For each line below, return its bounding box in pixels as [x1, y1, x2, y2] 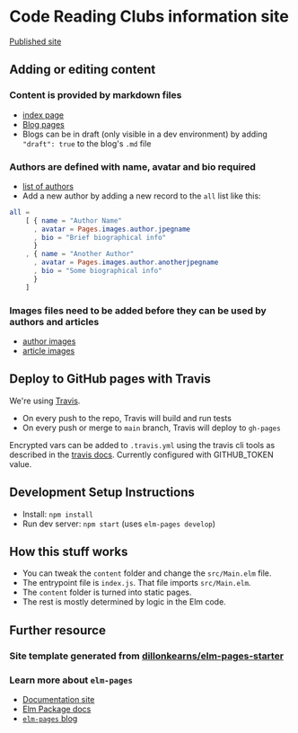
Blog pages [22, 119, 65, 129]
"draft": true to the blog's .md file [22, 137, 152, 149]
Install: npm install [22, 508, 94, 519]
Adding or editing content [9, 62, 156, 77]
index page [22, 110, 65, 120]
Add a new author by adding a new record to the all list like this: [22, 190, 262, 201]
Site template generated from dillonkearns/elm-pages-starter [9, 649, 285, 662]
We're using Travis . [9, 395, 81, 406]
